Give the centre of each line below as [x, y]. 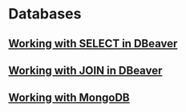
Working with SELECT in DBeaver [93, 44]
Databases [45, 14]
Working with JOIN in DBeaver [85, 70]
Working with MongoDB [69, 98]
